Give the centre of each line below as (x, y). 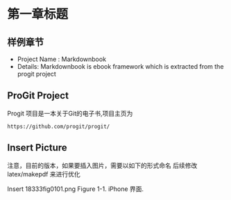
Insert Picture (37, 148)
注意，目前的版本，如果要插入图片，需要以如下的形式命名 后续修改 (102, 165)
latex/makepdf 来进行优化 (44, 174)
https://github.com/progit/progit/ (59, 126)
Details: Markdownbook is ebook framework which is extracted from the (120, 66)
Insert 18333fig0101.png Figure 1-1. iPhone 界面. (76, 189)
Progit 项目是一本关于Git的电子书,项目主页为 (70, 113)
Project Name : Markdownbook (61, 59)
